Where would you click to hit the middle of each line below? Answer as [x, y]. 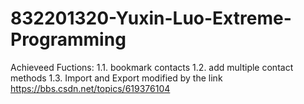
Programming [68, 39]
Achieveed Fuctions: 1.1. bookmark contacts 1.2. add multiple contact [152, 67]
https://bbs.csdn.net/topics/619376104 [90, 88]
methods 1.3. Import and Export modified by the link [116, 78]
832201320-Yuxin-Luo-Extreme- [151, 18]
